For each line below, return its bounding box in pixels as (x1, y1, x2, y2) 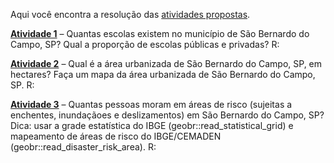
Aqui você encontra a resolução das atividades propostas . (10, 9, 251, 20)
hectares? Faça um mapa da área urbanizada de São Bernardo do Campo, (10, 69, 316, 80)
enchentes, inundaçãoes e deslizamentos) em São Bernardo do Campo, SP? (10, 109, 325, 121)
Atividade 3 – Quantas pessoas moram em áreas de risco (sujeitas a (10, 99, 293, 110)
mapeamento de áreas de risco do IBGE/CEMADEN (10, 130, 222, 142)
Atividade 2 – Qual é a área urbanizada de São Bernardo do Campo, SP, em (10, 58, 323, 69)
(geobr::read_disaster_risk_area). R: (10, 141, 157, 153)
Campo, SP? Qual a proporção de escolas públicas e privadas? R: (10, 39, 280, 50)
